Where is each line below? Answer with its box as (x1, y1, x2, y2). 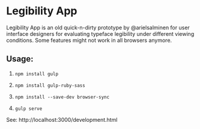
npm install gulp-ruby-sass (14, 82, 85, 88)
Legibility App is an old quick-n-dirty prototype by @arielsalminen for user (6, 24, 190, 31)
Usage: (6, 54, 34, 64)
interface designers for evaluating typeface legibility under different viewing (6, 30, 195, 37)
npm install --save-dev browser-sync (14, 94, 110, 100)
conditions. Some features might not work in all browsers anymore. (6, 36, 172, 44)
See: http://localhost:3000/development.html (6, 116, 118, 123)
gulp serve (14, 106, 43, 112)
